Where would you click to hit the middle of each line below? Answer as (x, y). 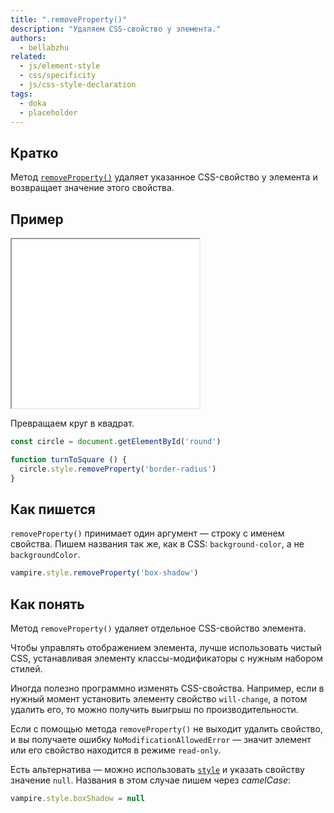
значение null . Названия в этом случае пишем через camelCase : (151, 780)
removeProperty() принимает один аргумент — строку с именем (147, 533)
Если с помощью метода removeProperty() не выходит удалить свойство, (166, 729)
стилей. (26, 669)
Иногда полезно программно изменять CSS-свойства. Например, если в (167, 688)
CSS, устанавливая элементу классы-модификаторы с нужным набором (167, 658)
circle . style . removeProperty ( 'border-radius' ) (118, 469)
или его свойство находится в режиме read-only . (116, 750)
